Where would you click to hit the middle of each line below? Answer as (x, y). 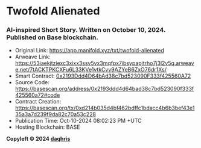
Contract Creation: (38, 102)
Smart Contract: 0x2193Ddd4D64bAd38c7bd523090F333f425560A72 (103, 76)
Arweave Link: (33, 57)
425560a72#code (37, 95)
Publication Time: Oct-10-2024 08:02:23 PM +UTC (78, 121)
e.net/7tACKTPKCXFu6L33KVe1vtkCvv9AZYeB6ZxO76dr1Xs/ (91, 70)
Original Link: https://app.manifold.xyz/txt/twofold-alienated (89, 51)
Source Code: (32, 82)
